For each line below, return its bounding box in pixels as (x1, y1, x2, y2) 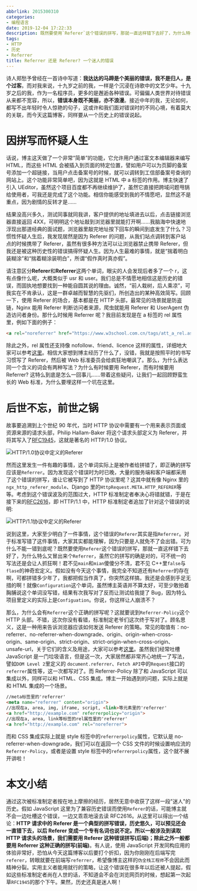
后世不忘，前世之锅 (6, 401, 99, 414)
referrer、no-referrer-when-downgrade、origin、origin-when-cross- (6, 631, 174, 638)
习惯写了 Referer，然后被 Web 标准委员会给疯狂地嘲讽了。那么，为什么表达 (6, 356, 189, 364)
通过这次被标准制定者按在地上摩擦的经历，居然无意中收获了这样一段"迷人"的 (6, 798, 191, 805)
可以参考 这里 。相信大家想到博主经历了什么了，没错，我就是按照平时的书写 (11, 349, 191, 356)
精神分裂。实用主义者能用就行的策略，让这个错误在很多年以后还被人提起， (6, 864, 186, 871)
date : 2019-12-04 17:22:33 (6, 25, 72, 31)
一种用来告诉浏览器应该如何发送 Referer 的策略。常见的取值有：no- (26, 623, 189, 631)
